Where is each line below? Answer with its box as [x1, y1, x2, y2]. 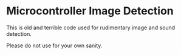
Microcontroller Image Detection [6, 4, 174, 18]
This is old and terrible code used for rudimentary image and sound [6, 24, 176, 31]
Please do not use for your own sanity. [6, 42, 103, 49]
